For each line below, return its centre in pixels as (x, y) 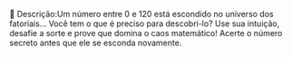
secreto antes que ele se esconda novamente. (96, 43)
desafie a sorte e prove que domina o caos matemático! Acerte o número (146, 33)
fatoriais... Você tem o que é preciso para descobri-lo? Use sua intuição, (145, 24)
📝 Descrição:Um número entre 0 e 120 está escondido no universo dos (141, 14)
